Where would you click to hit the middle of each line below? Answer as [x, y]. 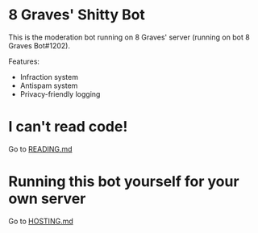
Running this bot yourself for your [124, 182]
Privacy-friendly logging [60, 94]
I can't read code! [68, 127]
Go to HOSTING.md [41, 221]
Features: [24, 61]
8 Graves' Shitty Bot [77, 15]
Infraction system [49, 77]
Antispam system [49, 85]
